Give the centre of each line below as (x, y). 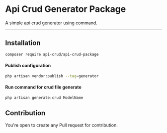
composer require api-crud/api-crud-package (52, 54)
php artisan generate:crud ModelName (44, 97)
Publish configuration (28, 66)
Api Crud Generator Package (66, 9)
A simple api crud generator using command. (51, 23)
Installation (23, 43)
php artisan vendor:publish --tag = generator (52, 76)
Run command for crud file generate (43, 87)
